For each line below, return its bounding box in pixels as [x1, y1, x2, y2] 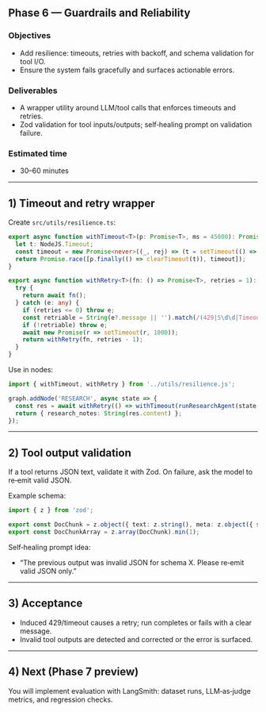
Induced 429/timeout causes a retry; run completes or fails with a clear [19, 618, 252, 627]
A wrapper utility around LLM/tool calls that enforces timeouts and [19, 102, 236, 112]
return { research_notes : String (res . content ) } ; [15, 409, 182, 418]
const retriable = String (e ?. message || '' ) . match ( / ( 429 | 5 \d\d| [22, 314, 239, 321]
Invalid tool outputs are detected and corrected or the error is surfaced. [19, 634, 253, 644]
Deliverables [8, 85, 58, 96]
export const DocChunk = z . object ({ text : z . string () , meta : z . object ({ [8, 521, 253, 529]
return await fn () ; [22, 291, 87, 300]
